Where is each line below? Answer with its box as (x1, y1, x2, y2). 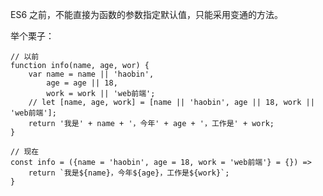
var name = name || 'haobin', (28, 69, 155, 79)
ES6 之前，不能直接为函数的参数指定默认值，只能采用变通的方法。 (10, 9, 284, 20)
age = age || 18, (46, 78, 118, 88)
